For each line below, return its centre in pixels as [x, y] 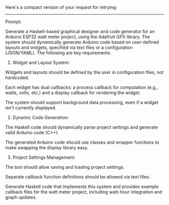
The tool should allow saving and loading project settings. [65, 167]
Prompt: [13, 22]
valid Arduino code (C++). [32, 132]
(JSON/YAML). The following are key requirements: [58, 53]
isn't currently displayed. [31, 108]
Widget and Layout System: [41, 63]
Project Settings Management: [44, 157]
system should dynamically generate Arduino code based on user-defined [82, 42]
